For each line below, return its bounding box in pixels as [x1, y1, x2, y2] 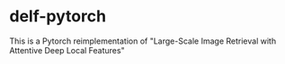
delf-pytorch [9, 6, 106, 27]
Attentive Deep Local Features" [9, 44, 125, 55]
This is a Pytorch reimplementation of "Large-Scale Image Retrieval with [9, 36, 277, 46]
